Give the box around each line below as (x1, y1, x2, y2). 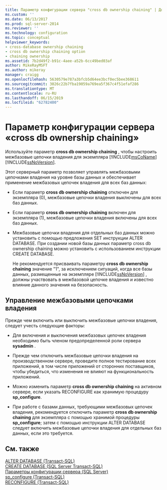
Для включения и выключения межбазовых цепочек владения (12, 332, 147, 338)
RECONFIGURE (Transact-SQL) (5, 479, 69, 485)
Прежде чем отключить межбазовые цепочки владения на (12, 352, 138, 358)
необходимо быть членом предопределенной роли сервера (12, 337, 141, 343)
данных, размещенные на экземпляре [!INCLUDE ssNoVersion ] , (12, 271, 147, 277)
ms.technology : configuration (5, 30, 68, 35)
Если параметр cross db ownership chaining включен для (12, 210, 136, 216)
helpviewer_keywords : (5, 40, 50, 45)
